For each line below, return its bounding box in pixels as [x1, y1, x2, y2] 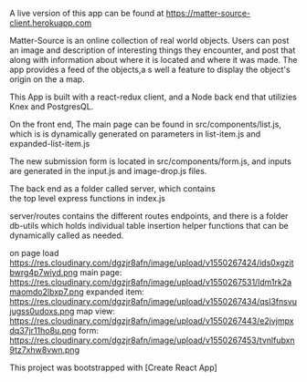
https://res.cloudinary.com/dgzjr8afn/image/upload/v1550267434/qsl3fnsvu [9, 296, 298, 306]
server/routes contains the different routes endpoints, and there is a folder [9, 211, 289, 222]
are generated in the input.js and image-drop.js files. [9, 166, 207, 176]
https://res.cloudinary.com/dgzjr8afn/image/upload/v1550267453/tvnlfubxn [9, 335, 295, 346]
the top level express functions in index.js [9, 193, 166, 203]
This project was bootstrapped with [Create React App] [9, 362, 217, 373]
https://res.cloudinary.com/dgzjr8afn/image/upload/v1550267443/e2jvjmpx [9, 315, 294, 326]
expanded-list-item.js [9, 139, 90, 149]
